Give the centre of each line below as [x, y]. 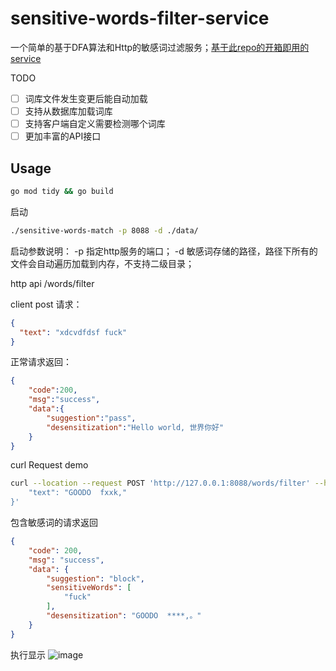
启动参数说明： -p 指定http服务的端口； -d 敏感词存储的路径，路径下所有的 [164, 251]
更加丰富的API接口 [63, 136]
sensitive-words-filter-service [140, 18]
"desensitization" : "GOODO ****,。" [124, 616]
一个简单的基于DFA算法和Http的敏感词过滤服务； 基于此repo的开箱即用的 [160, 47]
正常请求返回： [41, 362]
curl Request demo [49, 465]
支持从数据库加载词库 [68, 111]
